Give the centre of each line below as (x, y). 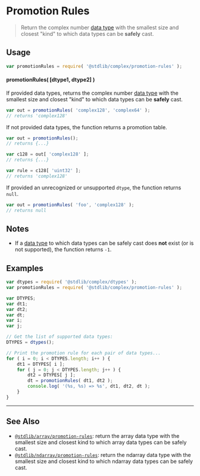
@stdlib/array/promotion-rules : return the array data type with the (97, 435)
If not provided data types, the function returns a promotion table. (87, 127)
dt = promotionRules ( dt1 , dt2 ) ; (70, 381)
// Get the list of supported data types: (60, 337)
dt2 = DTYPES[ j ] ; (52, 375)
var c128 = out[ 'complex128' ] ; (48, 154)
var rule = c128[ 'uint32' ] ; (44, 171)
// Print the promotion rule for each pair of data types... (84, 353)
